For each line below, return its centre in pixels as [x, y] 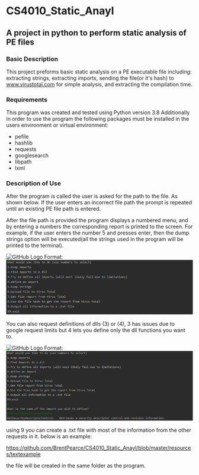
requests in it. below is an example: [49, 436]
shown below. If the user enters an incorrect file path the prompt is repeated [99, 203]
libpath [23, 162]
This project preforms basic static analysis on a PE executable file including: [99, 72]
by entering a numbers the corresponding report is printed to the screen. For [99, 227]
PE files [20, 42]
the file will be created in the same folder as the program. [76, 466]
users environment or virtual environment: [57, 125]
